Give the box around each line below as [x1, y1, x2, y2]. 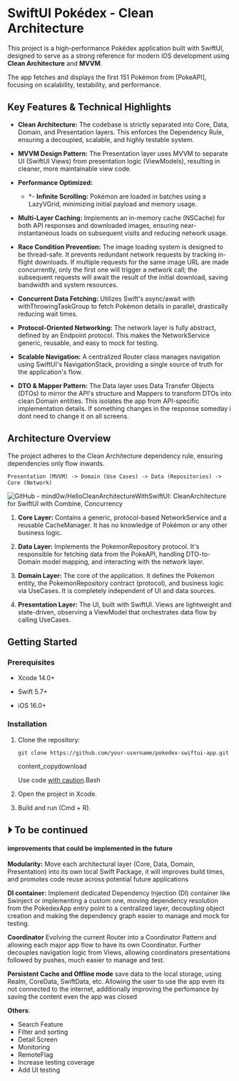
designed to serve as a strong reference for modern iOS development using [7, 51, 230, 60]
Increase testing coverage [17, 1058, 95, 1067]
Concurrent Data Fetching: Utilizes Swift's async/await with [17, 294, 195, 303]
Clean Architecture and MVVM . [7, 59, 103, 67]
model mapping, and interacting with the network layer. [42, 557, 205, 566]
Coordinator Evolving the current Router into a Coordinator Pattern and [7, 933, 217, 942]
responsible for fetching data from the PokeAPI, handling [17, 549, 185, 558]
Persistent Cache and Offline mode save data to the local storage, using [7, 970, 222, 978]
